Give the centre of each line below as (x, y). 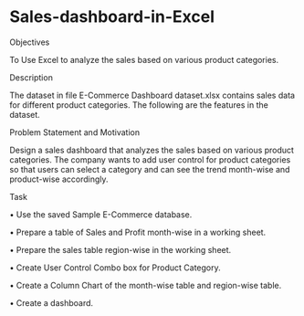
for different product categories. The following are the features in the (139, 105)
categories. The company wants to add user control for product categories (150, 159)
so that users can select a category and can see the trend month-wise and (150, 169)
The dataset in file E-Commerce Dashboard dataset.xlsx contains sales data (152, 95)
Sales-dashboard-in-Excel (112, 17)
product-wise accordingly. (59, 179)
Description (31, 77)
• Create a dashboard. (52, 302)
